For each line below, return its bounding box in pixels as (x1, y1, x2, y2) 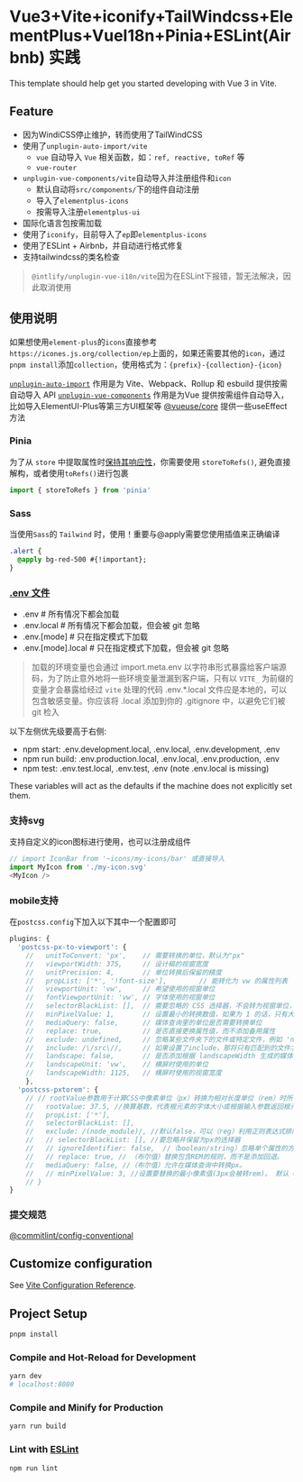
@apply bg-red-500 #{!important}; (17, 554, 147, 564)
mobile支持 (9, 894, 59, 907)
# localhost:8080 (9, 1380, 75, 1389)
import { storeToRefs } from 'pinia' (9, 485, 151, 495)
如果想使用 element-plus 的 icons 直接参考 (9, 336, 158, 347)
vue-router (35, 163, 78, 172)
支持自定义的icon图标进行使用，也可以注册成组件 (9, 837, 192, 847)
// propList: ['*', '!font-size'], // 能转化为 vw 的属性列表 (25, 976, 289, 985)
